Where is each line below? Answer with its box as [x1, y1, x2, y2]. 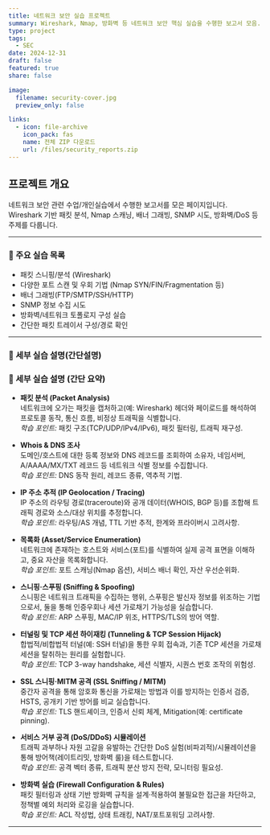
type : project [8, 27, 56, 35]
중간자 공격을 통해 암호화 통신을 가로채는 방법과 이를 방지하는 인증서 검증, [19, 686, 250, 696]
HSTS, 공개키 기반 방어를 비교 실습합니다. [19, 697, 151, 706]
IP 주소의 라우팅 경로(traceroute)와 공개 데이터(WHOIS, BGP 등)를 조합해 [19, 497, 251, 507]
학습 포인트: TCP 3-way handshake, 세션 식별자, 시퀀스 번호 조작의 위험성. [19, 659, 256, 668]
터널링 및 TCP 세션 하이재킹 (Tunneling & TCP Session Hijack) [19, 629, 222, 639]
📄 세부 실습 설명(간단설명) [8, 349, 102, 360]
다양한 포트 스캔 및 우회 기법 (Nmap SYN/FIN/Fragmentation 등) [19, 279, 225, 290]
